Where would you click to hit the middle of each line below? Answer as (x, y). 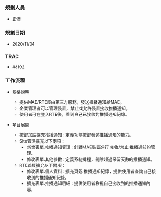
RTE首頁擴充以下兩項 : (42, 165)
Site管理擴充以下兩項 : (41, 141)
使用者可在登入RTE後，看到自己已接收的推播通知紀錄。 (74, 115)
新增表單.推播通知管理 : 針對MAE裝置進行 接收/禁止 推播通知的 (89, 147)
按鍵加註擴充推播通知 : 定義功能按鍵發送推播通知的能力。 (76, 135)
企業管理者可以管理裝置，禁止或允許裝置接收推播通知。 (74, 108)
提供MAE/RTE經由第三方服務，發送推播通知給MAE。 (72, 102)
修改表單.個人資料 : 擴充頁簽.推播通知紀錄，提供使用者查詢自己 (89, 171)
